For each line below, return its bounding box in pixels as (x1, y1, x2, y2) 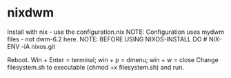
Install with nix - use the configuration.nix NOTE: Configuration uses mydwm (7, 28, 225, 36)
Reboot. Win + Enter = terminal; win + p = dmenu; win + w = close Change (7, 55, 219, 64)
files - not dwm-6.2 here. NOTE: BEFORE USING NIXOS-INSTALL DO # (7, 35, 208, 43)
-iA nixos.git (21, 42, 56, 50)
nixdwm (7, 5, 54, 21)
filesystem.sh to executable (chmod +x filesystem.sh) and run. (7, 63, 185, 71)
